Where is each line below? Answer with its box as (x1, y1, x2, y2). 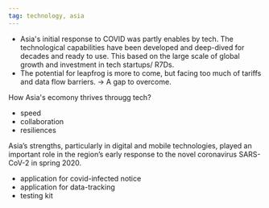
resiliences (19, 125, 56, 135)
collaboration (19, 116, 64, 126)
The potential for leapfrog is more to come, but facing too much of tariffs (19, 68, 262, 77)
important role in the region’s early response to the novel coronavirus (8, 149, 238, 159)
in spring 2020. (31, 158, 82, 168)
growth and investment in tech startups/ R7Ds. (19, 60, 175, 69)
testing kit (19, 190, 54, 200)
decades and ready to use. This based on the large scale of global (19, 51, 240, 60)
